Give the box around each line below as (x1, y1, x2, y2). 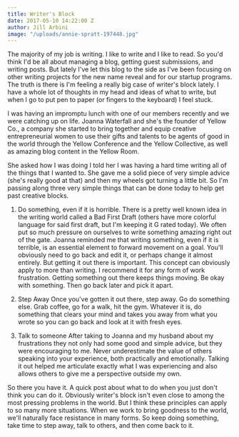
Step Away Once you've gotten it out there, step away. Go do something (17, 295, 230, 303)
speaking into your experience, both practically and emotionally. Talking (17, 354, 230, 363)
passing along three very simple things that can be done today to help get (7, 184, 225, 193)
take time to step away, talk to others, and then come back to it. (7, 421, 194, 430)
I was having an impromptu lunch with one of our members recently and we (7, 109, 230, 118)
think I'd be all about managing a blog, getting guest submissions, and (7, 58, 213, 66)
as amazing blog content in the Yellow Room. (7, 147, 140, 156)
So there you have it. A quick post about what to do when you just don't (7, 383, 218, 392)
